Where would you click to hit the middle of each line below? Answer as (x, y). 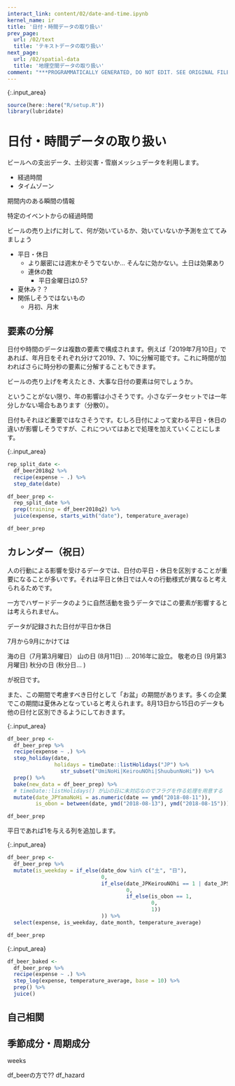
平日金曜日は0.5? (63, 281)
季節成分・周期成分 (49, 1043)
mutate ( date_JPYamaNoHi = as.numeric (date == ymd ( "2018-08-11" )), (112, 797)
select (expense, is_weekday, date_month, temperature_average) (107, 922)
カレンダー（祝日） (49, 552)
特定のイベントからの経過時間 (50, 216)
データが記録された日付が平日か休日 (59, 626)
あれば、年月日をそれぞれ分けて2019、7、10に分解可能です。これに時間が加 (117, 358)
